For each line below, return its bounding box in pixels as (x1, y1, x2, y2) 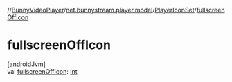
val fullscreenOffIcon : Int (7, 67, 78, 75)
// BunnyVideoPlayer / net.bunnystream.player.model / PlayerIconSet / (7, 6, 197, 14)
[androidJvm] (7, 60, 46, 68)
